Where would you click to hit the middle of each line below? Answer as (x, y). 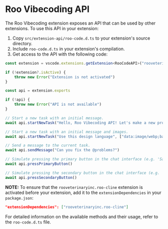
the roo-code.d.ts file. (28, 222)
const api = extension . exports (38, 91)
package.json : (19, 198)
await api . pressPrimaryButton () (39, 164)
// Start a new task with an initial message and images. (67, 132)
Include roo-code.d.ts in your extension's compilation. (68, 49)
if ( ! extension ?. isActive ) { (35, 72)
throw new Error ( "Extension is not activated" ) (64, 77)
